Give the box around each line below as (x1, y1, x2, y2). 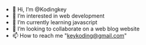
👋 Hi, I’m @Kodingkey (12, 6, 67, 13)
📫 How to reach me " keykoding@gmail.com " (12, 32, 127, 39)
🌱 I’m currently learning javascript (12, 19, 98, 26)
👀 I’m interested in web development (12, 12, 105, 19)
